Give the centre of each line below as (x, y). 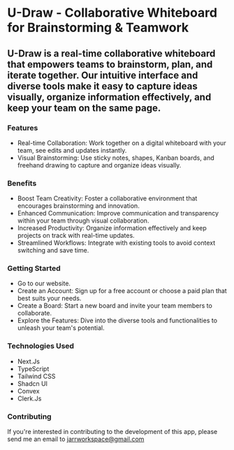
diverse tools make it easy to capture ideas (102, 86)
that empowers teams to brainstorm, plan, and (110, 64)
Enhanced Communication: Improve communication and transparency (118, 213)
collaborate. (35, 313)
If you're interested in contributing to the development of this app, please (112, 432)
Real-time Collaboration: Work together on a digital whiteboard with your (122, 143)
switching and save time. (53, 250)
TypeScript (33, 368)
